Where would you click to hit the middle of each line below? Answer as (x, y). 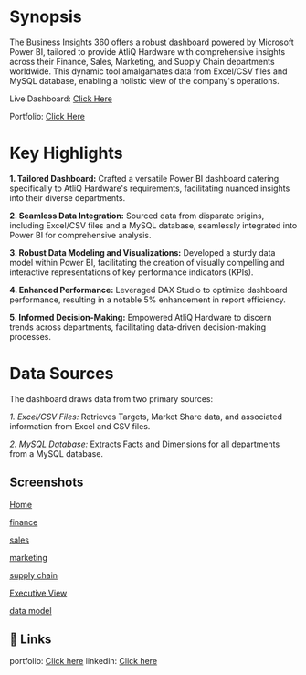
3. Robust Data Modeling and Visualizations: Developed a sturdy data (142, 252)
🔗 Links (31, 640)
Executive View (38, 593)
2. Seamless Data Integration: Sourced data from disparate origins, (137, 216)
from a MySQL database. (56, 453)
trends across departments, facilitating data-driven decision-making (138, 327)
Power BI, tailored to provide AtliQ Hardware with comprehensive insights (148, 51)
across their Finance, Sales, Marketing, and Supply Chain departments (142, 61)
